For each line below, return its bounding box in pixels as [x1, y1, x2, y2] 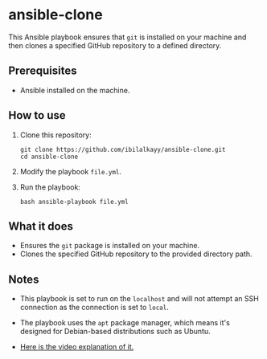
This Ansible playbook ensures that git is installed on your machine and [8, 32, 247, 42]
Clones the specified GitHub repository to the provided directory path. [19, 249, 253, 259]
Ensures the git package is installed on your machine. [19, 241, 199, 251]
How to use [8, 108, 66, 122]
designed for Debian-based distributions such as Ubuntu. [19, 327, 211, 337]
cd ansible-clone [19, 153, 79, 161]
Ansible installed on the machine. [19, 85, 130, 95]
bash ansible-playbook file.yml [19, 198, 129, 206]
